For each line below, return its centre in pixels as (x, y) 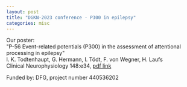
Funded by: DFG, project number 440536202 (62, 78)
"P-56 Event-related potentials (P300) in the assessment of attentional (93, 47)
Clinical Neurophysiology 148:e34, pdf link (59, 66)
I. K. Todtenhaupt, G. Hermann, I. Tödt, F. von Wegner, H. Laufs (84, 60)
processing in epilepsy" (36, 53)
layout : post (23, 12)
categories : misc (28, 23)
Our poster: (21, 40)
